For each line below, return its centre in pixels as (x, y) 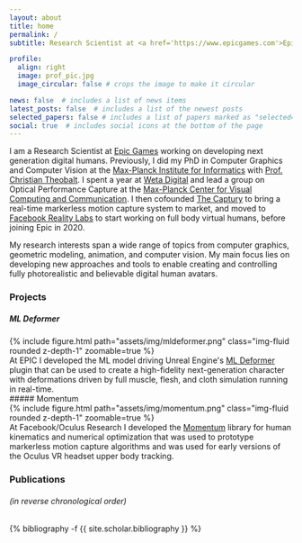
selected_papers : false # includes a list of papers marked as (130, 117)
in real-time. (32, 389)
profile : (26, 59)
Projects (28, 297)
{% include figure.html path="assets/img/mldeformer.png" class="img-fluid (150, 341)
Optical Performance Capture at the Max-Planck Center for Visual (131, 189)
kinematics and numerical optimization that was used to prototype (132, 437)
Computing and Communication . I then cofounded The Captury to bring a (145, 199)
